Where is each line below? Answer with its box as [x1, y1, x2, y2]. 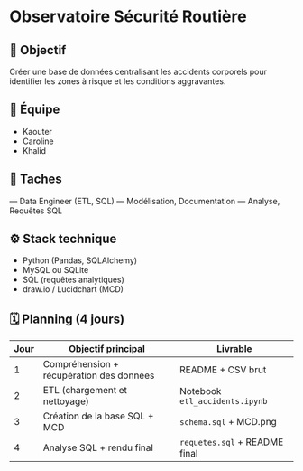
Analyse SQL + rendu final [42, 441, 153, 454]
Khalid [22, 145, 47, 155]
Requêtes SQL [9, 205, 63, 216]
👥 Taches [9, 172, 63, 187]
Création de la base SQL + [42, 410, 154, 422]
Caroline [22, 136, 54, 146]
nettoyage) [42, 395, 90, 408]
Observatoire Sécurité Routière [9, 6, 247, 27]
